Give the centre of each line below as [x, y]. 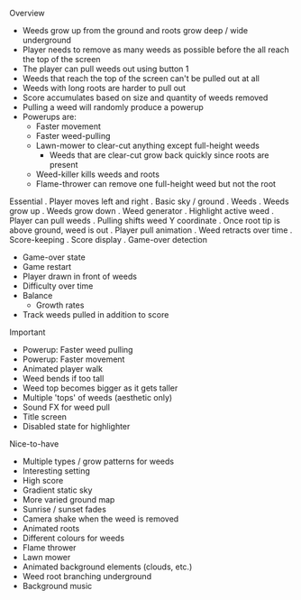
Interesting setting [56, 471]
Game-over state [54, 257]
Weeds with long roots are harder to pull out [104, 88]
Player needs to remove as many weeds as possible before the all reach [156, 50]
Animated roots [51, 528]
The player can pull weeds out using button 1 [105, 69]
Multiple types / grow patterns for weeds [98, 461]
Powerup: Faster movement [73, 359]
